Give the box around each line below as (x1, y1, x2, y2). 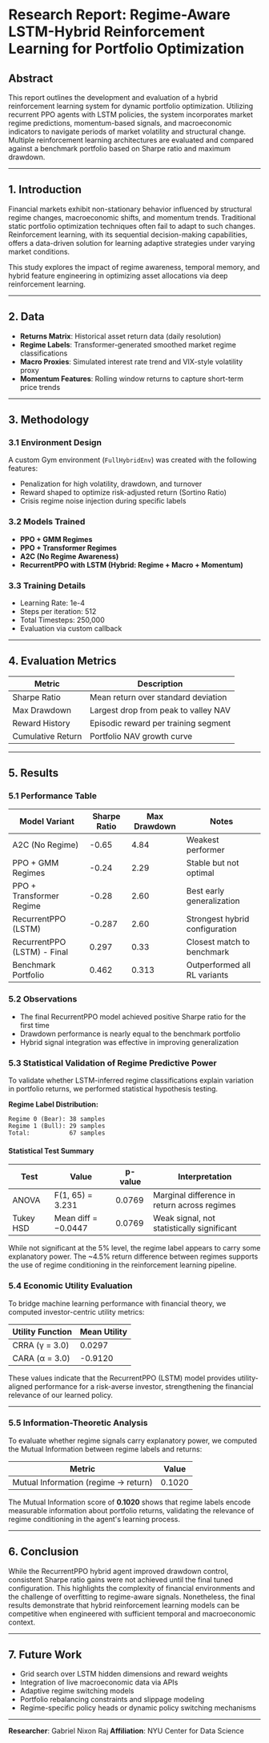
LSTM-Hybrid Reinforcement (8, 22, 206, 41)
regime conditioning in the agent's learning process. (8, 1514, 181, 1524)
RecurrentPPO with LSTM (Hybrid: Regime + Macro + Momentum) (19, 560, 243, 569)
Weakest (186, 834, 219, 845)
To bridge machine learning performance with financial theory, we (8, 1299, 227, 1308)
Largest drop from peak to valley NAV (89, 705, 231, 716)
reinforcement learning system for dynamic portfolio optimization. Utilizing (8, 102, 254, 110)
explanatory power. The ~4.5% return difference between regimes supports (8, 1251, 259, 1262)
